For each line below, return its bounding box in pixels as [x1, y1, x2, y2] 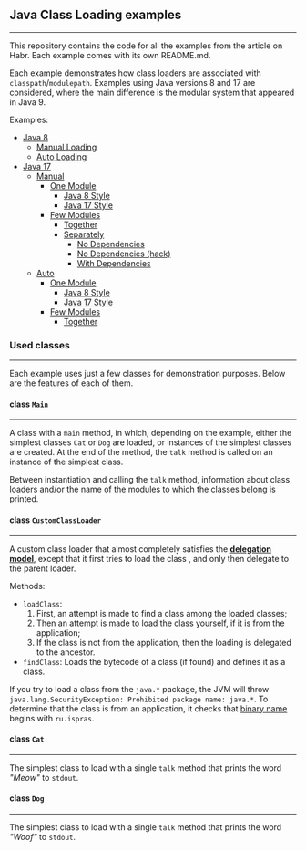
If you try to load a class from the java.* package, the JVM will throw [9, 683, 270, 694]
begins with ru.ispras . [9, 712, 95, 723]
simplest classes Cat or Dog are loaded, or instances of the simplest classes [9, 437, 292, 448]
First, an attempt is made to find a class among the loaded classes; [36, 607, 288, 618]
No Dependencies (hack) [76, 248, 171, 259]
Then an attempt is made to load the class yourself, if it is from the [36, 617, 285, 628]
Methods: [9, 580, 46, 591]
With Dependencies [76, 257, 152, 268]
